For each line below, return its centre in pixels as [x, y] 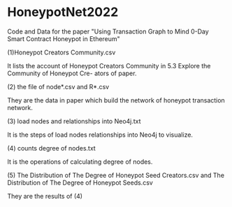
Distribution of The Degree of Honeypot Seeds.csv [80, 183]
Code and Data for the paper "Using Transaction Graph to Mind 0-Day [108, 31]
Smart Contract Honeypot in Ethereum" [64, 38]
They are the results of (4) [45, 196]
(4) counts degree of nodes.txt [51, 148]
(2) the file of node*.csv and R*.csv [58, 86]
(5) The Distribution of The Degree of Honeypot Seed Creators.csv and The [116, 175]
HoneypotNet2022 [63, 12]
